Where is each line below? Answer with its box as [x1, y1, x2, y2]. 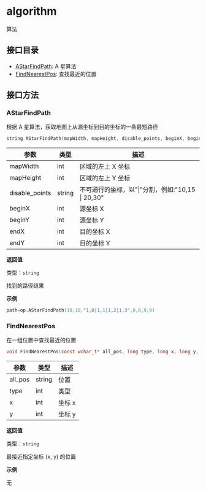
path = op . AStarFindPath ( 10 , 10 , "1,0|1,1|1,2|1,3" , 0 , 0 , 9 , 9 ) [6, 307, 155, 313]
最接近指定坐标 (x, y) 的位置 [6, 453, 77, 461]
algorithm [6, 4, 57, 18]
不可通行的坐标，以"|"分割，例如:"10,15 [79, 185, 196, 194]
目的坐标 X [79, 228, 110, 236]
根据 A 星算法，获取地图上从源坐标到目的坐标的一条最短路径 [6, 123, 158, 131]
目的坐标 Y [79, 239, 110, 248]
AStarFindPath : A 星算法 [15, 63, 77, 70]
